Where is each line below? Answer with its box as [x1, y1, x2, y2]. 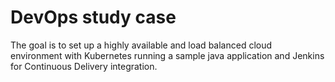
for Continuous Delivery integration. [10, 60, 158, 72]
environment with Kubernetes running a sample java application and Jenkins [10, 49, 325, 61]
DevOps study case [10, 6, 177, 29]
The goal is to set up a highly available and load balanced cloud [10, 39, 273, 51]
